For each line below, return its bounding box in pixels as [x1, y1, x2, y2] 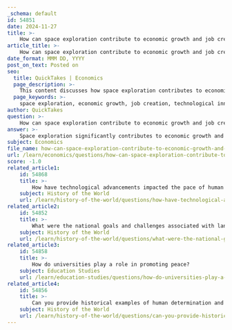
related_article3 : [7, 241, 60, 249]
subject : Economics [7, 139, 64, 146]
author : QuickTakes [7, 107, 64, 113]
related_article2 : [7, 203, 60, 210]
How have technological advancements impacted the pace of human [32, 184, 224, 191]
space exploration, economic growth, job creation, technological [19, 100, 215, 107]
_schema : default [7, 10, 57, 17]
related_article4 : [7, 280, 60, 287]
